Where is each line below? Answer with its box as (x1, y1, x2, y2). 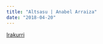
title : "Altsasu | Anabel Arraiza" (6, 8, 97, 15)
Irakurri (6, 31, 25, 38)
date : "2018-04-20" (6, 14, 56, 20)
